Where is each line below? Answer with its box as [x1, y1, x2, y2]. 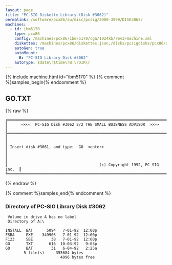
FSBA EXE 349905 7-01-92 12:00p [5, 232, 97, 238]
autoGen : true [14, 46, 45, 51]
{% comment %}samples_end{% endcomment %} [5, 190, 111, 196]
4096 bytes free [60, 255, 95, 260]
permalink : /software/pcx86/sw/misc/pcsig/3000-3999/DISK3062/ [5, 17, 143, 22]
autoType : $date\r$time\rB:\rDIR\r [14, 60, 91, 65]
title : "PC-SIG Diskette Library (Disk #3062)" [5, 12, 109, 17]
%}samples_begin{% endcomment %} [5, 79, 87, 85]
